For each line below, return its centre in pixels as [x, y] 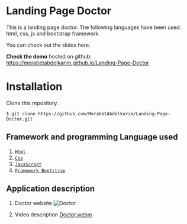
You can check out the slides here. [48, 45]
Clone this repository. [32, 103]
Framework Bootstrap [40, 171]
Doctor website [33, 203]
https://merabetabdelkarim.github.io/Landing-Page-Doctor [78, 63]
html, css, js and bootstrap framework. [53, 33]
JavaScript [28, 164]
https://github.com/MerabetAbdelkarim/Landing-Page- [104, 113]
